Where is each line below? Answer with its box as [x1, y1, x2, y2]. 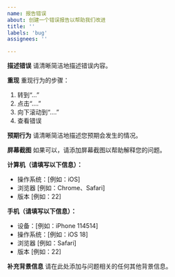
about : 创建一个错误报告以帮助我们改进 [7, 17, 106, 23]
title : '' [7, 23, 36, 30]
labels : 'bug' [7, 29, 48, 37]
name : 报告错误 [7, 10, 47, 17]
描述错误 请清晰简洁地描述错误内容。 [7, 61, 112, 70]
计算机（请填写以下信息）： [7, 161, 83, 169]
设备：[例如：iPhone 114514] [17, 222, 99, 230]
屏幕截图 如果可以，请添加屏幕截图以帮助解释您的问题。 [7, 146, 166, 154]
